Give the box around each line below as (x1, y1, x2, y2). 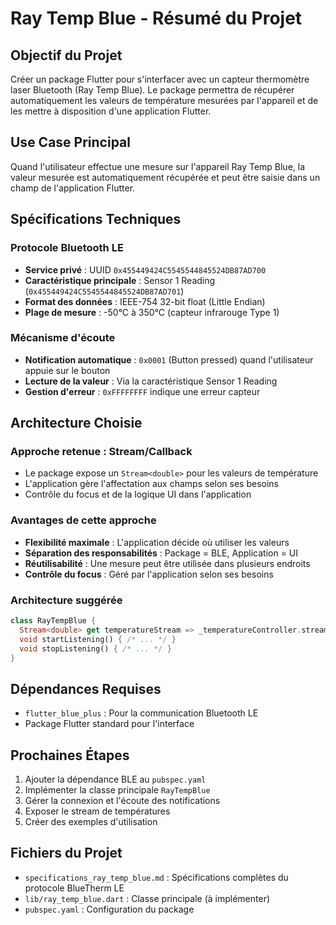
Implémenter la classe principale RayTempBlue (24, 784, 211, 796)
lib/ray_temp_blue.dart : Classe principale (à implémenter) (24, 892, 271, 904)
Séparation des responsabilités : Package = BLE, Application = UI (24, 547, 299, 559)
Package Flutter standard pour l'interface (24, 718, 195, 730)
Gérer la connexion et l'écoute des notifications (24, 795, 221, 807)
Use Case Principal (10, 134, 131, 151)
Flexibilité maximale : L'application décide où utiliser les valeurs (24, 536, 290, 548)
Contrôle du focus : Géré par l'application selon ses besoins (24, 568, 274, 580)
